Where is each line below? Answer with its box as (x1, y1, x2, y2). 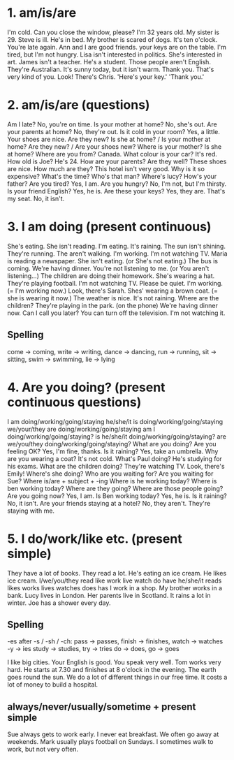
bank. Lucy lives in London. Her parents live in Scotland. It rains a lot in (7, 591, 211, 599)
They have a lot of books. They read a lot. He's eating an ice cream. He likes (7, 569, 227, 577)
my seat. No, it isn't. (7, 194, 65, 203)
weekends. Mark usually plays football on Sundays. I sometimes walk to (7, 738, 214, 746)
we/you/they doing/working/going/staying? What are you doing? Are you (7, 439, 217, 448)
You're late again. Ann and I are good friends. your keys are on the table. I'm (7, 43, 227, 51)
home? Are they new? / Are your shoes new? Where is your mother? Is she (7, 142, 222, 151)
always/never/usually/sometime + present (7, 701, 196, 712)
